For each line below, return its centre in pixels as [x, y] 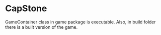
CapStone [26, 9]
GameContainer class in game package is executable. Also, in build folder [80, 22]
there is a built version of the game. [41, 27]
